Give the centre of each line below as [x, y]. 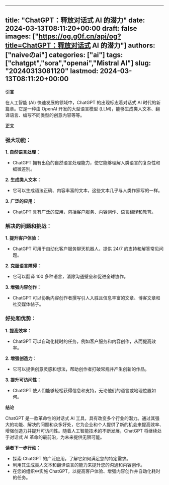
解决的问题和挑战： [28, 226]
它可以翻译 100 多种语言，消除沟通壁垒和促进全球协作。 [70, 277]
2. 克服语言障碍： [23, 266]
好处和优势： [21, 319]
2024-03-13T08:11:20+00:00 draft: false [71, 28]
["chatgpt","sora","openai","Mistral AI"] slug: [78, 63]
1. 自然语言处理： [23, 152]
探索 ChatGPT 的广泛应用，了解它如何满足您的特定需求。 [72, 458]
